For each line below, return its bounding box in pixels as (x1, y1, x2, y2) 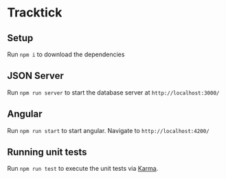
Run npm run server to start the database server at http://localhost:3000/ (7, 88, 220, 97)
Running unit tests (7, 146, 87, 158)
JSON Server (7, 70, 64, 82)
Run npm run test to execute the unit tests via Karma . (7, 165, 159, 173)
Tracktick (7, 5, 63, 21)
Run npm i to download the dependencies (7, 50, 125, 58)
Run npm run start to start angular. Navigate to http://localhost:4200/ (7, 126, 210, 134)
